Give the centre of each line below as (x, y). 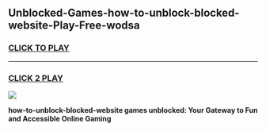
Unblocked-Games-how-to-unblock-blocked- (124, 13)
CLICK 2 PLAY (36, 78)
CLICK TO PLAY (39, 48)
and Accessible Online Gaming (60, 118)
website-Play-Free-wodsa (74, 26)
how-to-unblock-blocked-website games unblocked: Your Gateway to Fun (133, 110)
